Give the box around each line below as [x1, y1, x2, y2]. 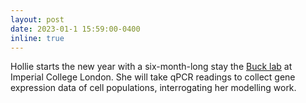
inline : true [10, 33, 65, 43]
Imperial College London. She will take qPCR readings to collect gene [10, 71, 296, 83]
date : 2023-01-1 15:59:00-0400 [10, 24, 141, 34]
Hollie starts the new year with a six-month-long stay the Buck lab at [10, 61, 293, 73]
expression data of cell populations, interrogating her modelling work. [10, 82, 297, 94]
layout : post [10, 14, 65, 25]
